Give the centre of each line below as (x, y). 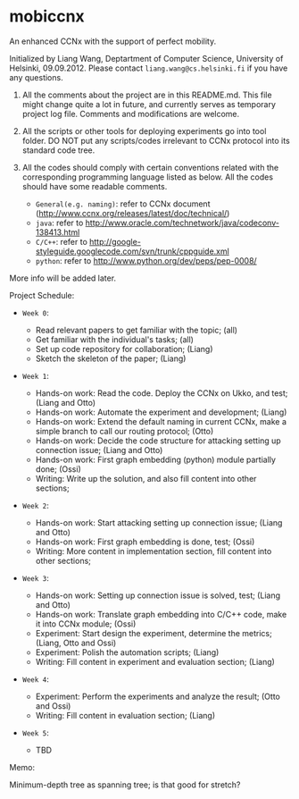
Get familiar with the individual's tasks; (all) (115, 339)
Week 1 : (35, 375)
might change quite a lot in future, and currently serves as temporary (149, 104)
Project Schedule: (42, 295)
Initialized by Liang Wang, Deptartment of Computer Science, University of (146, 58)
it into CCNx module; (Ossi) (86, 624)
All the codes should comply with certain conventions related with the (150, 167)
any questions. (37, 77)
